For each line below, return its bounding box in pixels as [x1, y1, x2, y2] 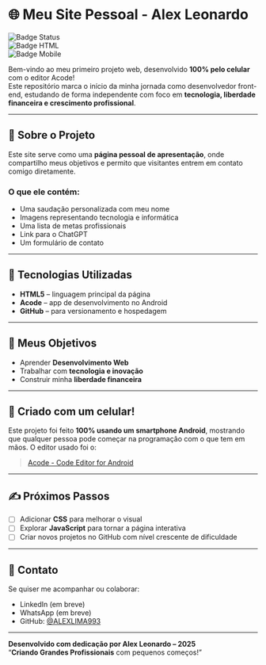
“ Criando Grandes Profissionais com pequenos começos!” [8, 648, 202, 657]
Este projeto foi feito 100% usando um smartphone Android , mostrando [8, 426, 245, 435]
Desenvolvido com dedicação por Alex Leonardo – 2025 [8, 640, 196, 649]
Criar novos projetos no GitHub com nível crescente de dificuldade [19, 533, 237, 542]
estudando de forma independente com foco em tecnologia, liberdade [24, 90, 256, 99]
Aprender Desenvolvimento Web [19, 357, 129, 367]
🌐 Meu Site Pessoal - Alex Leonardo [8, 6, 249, 24]
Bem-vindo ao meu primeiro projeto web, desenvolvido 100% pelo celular [8, 64, 251, 74]
